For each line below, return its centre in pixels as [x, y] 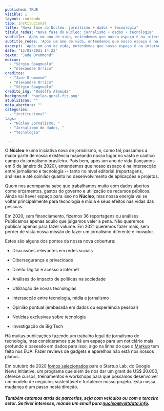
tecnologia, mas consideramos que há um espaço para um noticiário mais [79, 341]
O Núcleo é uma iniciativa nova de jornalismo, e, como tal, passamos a [76, 151]
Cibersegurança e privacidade [42, 260]
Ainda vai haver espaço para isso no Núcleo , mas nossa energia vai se [76, 196]
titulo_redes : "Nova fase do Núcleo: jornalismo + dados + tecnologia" [79, 32]
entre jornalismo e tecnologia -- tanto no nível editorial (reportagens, [74, 171]
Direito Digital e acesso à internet [45, 270]
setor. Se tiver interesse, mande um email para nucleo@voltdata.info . [77, 403]
